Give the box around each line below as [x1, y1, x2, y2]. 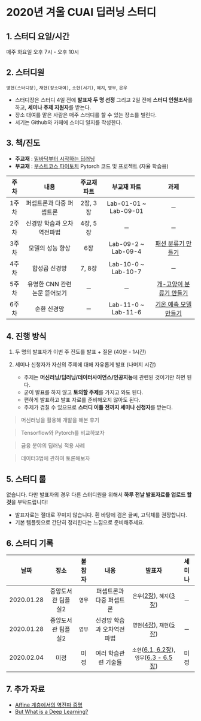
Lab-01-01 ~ [106, 199, 147, 208]
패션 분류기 [155, 239, 185, 248]
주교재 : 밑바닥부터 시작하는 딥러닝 [14, 155, 95, 162]
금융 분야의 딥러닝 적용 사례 [20, 442, 86, 449]
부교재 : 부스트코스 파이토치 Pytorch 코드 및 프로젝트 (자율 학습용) [14, 163, 169, 170]
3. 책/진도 [6, 138, 41, 148]
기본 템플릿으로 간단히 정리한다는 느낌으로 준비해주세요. [14, 519, 145, 526]
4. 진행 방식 [6, 331, 47, 342]
